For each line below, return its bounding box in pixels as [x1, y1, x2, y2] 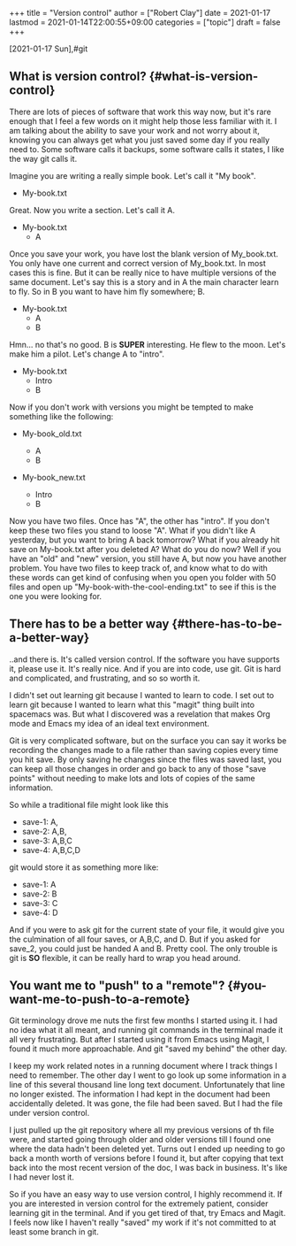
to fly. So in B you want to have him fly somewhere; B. [9, 286, 206, 296]
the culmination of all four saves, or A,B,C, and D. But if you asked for [9, 934, 261, 944]
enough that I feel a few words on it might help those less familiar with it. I [9, 115, 277, 127]
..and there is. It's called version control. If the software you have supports [9, 654, 280, 665]
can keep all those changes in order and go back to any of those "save [9, 763, 267, 773]
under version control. [9, 1108, 90, 1119]
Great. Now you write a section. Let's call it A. [9, 204, 175, 215]
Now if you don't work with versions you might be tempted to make [9, 402, 254, 412]
